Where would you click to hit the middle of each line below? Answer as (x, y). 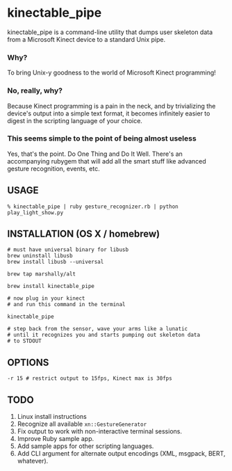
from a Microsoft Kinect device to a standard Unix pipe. (86, 39)
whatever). (33, 461)
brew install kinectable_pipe (51, 287)
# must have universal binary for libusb (68, 250)
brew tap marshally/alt (42, 274)
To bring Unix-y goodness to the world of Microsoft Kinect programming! (112, 73)
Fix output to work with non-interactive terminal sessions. (100, 431)
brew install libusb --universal (56, 262)
